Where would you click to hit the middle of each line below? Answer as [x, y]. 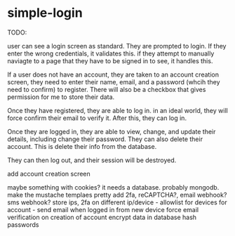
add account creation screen [49, 173]
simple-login [45, 13]
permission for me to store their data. [61, 97]
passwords [23, 224]
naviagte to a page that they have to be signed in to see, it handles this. [110, 60]
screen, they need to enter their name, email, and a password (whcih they [114, 81]
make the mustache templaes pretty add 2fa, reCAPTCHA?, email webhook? [117, 195]
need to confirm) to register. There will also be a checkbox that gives [107, 89]
